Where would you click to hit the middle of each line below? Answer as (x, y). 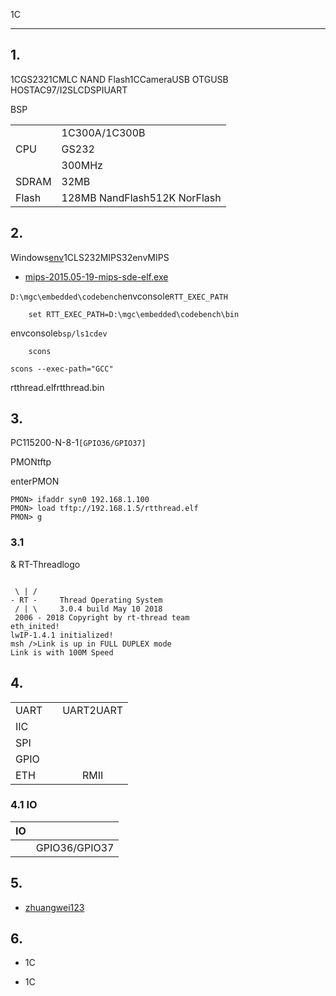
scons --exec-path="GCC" (62, 369)
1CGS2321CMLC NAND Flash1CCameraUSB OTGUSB (119, 79)
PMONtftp (31, 462)
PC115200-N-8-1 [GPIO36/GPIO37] (78, 443)
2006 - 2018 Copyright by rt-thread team (102, 617)
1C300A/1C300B (103, 132)
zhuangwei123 (54, 907)
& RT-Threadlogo (45, 564)
